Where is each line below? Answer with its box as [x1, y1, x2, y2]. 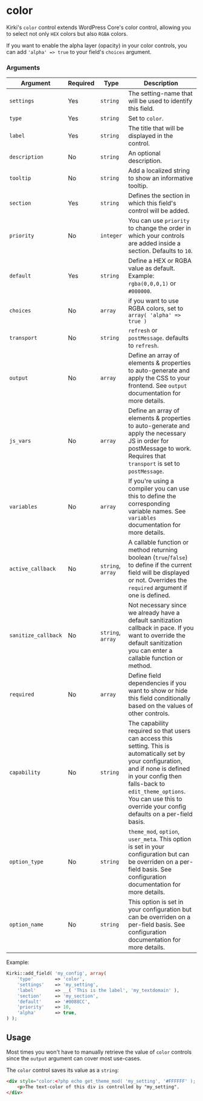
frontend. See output [127, 382, 187, 390]
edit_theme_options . [127, 787, 186, 796]
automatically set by [127, 749, 185, 758]
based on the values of [127, 702, 193, 710]
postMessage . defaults [127, 334, 189, 342]
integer [100, 233, 123, 239]
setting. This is [127, 742, 170, 750]
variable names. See [127, 507, 186, 515]
